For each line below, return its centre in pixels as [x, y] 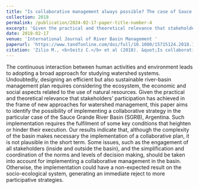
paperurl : [18, 45]
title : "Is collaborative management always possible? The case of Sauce [99, 12]
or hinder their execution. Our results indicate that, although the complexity [98, 129]
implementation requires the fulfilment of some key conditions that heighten [99, 123]
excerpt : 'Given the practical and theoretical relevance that [86, 28]
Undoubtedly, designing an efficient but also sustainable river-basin [89, 79]
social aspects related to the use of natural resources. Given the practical [95, 92]
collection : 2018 [28, 17]
